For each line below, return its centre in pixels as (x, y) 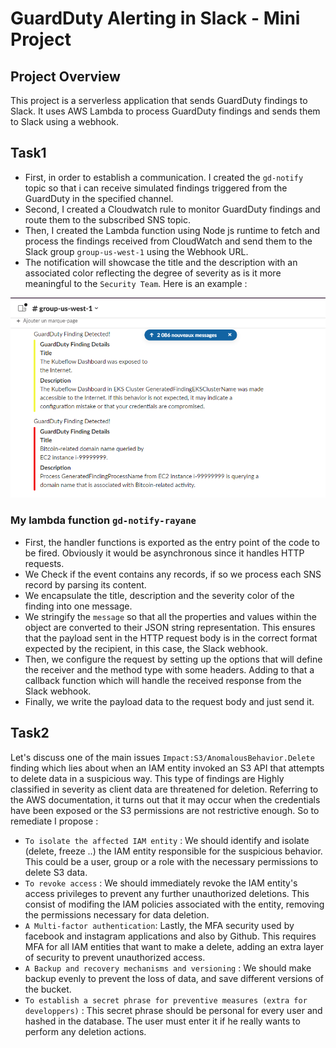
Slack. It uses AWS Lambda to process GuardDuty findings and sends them (165, 111)
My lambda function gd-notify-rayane (103, 520)
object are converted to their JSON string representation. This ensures (170, 627)
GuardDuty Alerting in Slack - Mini (155, 18)
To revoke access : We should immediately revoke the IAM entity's (161, 883)
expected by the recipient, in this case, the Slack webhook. (146, 648)
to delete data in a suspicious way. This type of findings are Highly (147, 778)
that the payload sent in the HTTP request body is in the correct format (171, 638)
